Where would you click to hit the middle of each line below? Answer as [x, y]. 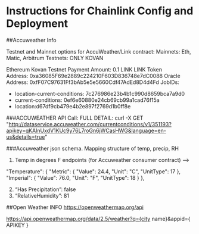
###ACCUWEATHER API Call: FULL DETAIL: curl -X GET [75, 118]
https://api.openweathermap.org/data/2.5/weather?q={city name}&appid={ [98, 219]
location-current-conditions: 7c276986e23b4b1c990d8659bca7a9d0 [100, 93]
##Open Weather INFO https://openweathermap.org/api [75, 207]
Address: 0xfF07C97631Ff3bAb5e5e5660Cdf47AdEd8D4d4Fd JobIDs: [93, 82]
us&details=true [26, 137]
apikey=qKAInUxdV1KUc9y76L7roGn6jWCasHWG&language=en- [86, 130]
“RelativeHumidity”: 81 [42, 195]
